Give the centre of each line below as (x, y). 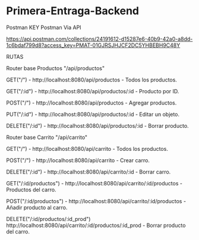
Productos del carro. (31, 190)
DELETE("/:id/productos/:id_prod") (48, 219)
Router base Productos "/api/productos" (56, 68)
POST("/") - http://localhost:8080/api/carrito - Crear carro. (78, 160)
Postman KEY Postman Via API (44, 27)
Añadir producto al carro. (37, 207)
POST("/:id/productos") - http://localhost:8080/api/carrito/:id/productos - (96, 201)
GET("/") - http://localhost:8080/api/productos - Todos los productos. (91, 80)
